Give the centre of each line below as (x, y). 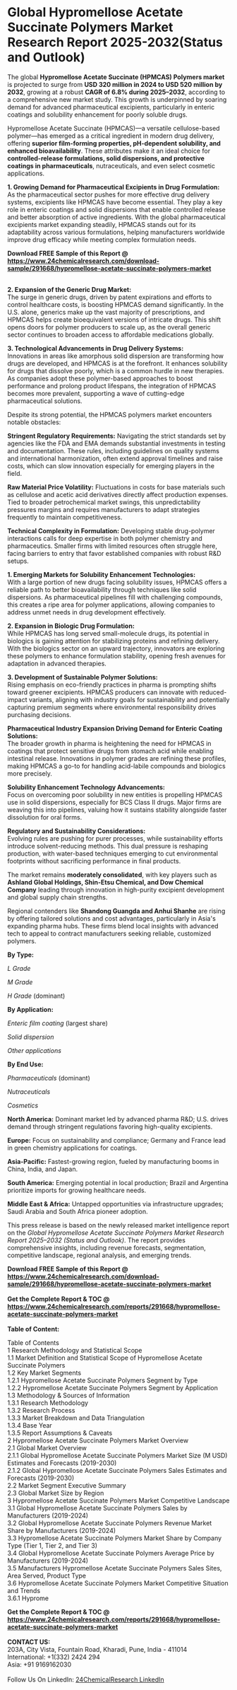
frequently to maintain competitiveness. (65, 517)
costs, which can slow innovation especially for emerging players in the (111, 466)
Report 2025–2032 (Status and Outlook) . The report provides (96, 1240)
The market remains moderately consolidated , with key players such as (112, 875)
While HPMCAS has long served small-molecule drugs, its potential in (108, 633)
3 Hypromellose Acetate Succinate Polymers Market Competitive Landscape (119, 1500)
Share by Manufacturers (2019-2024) (62, 1530)
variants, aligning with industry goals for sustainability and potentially (129, 699)
